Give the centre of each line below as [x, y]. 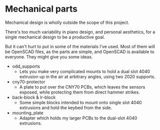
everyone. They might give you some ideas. [49, 56]
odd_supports [26, 66]
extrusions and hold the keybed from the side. [66, 108]
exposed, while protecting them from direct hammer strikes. [80, 92]
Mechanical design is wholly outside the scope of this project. [67, 22]
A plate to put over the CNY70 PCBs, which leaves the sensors [82, 87]
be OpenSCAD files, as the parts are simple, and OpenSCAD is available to [80, 52]
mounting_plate [28, 112]
